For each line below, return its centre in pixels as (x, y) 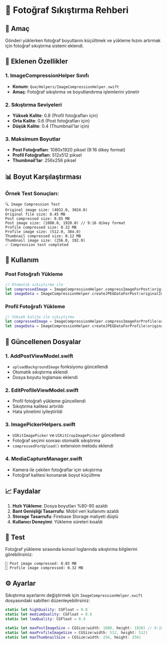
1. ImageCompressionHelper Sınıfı (47, 76)
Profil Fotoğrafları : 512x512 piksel (47, 155)
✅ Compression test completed (37, 245)
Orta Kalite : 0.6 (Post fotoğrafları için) (51, 121)
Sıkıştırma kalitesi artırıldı (38, 406)
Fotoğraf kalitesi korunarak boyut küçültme (56, 475)
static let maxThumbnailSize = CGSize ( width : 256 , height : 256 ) (73, 637)
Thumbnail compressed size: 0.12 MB (43, 236)
